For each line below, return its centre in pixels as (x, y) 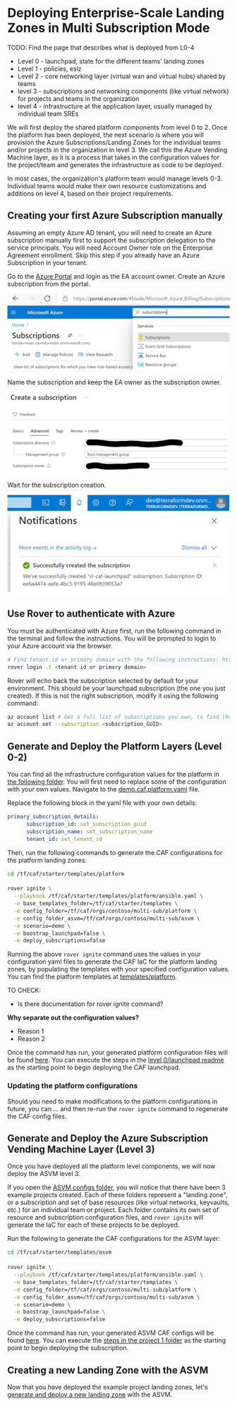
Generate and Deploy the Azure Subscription (108, 1138)
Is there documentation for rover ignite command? (90, 1004)
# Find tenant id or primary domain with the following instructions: (113, 660)
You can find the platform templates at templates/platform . (92, 977)
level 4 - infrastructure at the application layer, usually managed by (115, 106)
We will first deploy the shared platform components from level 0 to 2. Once (117, 127)
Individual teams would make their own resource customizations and (107, 186)
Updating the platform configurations (73, 1086)
